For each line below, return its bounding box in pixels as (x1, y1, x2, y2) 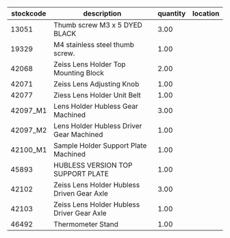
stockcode (11, 9, 47, 18)
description (83, 9, 122, 18)
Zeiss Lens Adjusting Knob (53, 79, 140, 88)
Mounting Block (53, 68, 105, 77)
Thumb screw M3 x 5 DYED (53, 21, 142, 29)
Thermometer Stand (53, 220, 118, 228)
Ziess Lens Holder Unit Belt (53, 90, 142, 100)
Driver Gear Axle (53, 209, 107, 217)
